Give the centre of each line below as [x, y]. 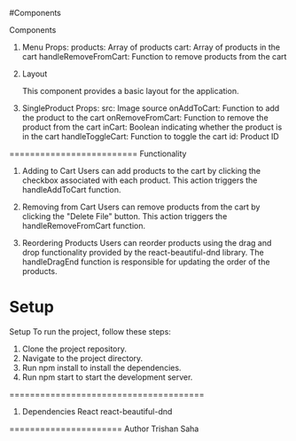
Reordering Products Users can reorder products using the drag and [147, 243]
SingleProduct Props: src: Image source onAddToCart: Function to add [151, 108]
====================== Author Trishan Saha [104, 429]
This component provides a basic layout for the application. [130, 91]
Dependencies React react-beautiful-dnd [97, 411]
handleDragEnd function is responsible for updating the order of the [146, 262]
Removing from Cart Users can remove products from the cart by [141, 207]
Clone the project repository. [74, 349]
